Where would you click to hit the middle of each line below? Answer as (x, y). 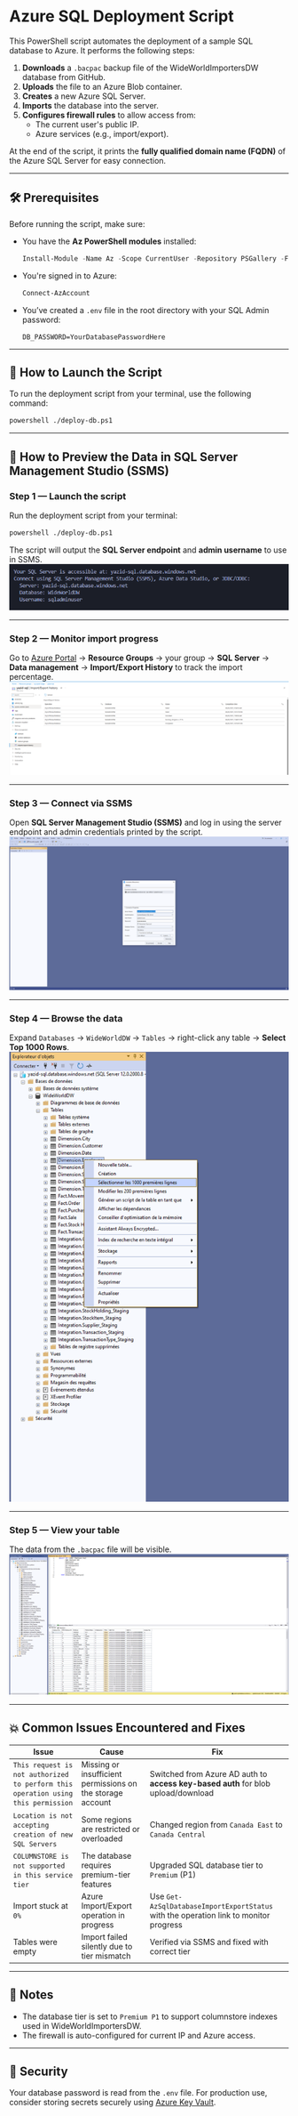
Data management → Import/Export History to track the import (126, 667)
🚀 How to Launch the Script (86, 372)
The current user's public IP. (87, 124)
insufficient (102, 1774)
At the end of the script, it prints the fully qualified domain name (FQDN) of (148, 151)
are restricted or (110, 1829)
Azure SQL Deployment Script (122, 16)
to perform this (43, 1785)
